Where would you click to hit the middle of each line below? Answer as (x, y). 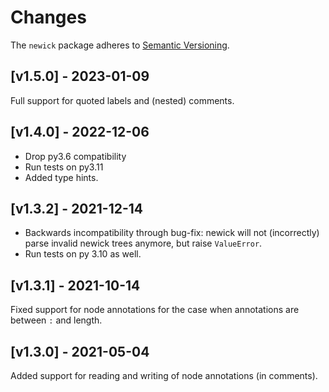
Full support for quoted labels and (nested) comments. (122, 100)
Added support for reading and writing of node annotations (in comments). (164, 375)
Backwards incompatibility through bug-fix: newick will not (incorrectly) (172, 233)
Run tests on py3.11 (64, 167)
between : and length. (56, 320)
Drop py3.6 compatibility (75, 156)
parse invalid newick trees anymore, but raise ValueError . (143, 243)
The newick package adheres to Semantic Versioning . (120, 45)
